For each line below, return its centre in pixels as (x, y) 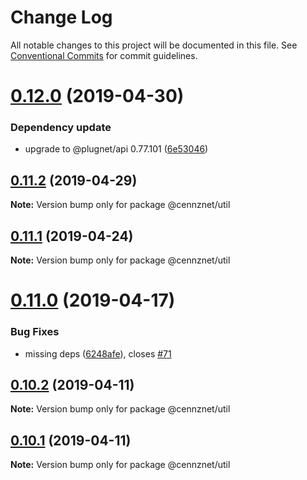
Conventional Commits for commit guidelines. (104, 55)
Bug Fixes (35, 332)
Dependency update (61, 128)
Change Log (61, 17)
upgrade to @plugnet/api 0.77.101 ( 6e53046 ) (116, 149)
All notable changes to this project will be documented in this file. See (154, 45)
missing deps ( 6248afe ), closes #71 (98, 353)
